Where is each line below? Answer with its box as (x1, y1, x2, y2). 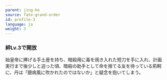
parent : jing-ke (5, 7, 40, 13)
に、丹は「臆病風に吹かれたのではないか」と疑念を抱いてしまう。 (5, 69, 144, 75)
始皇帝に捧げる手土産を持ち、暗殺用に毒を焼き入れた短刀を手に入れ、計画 (5, 57, 162, 63)
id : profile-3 (5, 17, 36, 22)
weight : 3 (5, 26, 27, 32)
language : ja (5, 21, 33, 27)
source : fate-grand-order (5, 12, 60, 17)
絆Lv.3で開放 (5, 44, 37, 51)
